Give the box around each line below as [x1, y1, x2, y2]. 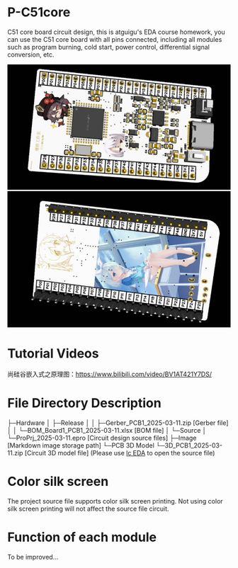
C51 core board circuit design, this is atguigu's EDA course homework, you [7, 28, 225, 36]
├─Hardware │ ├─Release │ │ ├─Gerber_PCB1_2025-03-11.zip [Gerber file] [7, 419, 229, 427]
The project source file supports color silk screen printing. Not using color [7, 496, 223, 505]
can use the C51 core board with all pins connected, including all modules [7, 35, 222, 43]
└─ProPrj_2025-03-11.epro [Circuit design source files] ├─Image [7, 433, 197, 442]
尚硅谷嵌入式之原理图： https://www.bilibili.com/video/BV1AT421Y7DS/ [7, 370, 212, 378]
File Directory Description [7, 395, 161, 411]
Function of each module [7, 529, 157, 545]
